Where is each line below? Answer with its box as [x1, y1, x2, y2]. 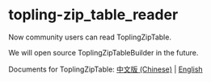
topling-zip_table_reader [8, 6, 179, 24]
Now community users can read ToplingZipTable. [8, 32, 172, 42]
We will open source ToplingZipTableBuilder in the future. [8, 47, 199, 57]
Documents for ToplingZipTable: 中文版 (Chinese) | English [8, 64, 204, 74]
